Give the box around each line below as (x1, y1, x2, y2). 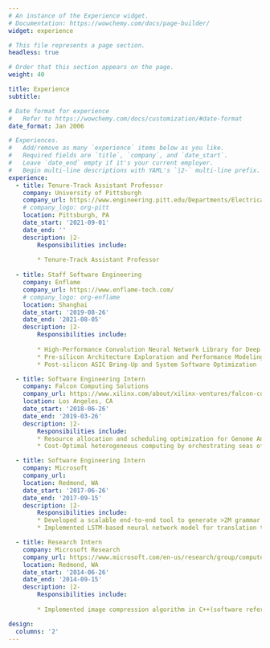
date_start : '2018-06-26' (22, 405, 110, 413)
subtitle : (8, 92, 42, 100)
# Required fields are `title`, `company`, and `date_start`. (8, 152, 228, 160)
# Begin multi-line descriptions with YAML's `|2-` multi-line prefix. (8, 166, 261, 174)
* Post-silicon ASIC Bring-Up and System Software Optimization (37, 361, 257, 369)
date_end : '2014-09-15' (22, 576, 103, 584)
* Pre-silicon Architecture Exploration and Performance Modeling (37, 353, 264, 361)
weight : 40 (8, 71, 45, 79)
